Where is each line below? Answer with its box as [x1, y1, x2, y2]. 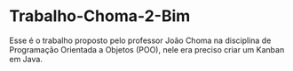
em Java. [9, 53, 43, 64]
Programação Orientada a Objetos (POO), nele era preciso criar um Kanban [9, 44, 285, 54]
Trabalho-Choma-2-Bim [9, 6, 191, 26]
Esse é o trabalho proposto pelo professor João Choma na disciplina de [9, 35, 272, 46]
